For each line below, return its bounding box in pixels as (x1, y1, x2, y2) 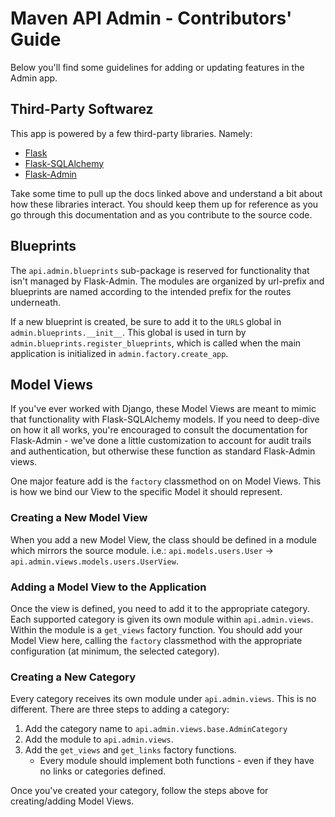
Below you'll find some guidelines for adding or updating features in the (10, 61, 305, 73)
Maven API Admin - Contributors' (10, 7, 293, 30)
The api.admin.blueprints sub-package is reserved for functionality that (10, 264, 310, 276)
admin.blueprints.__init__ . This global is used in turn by (10, 326, 247, 338)
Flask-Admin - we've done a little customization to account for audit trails (10, 435, 312, 447)
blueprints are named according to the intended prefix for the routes (10, 285, 292, 297)
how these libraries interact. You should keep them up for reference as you (10, 198, 319, 210)
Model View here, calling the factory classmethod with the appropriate (10, 634, 303, 646)
